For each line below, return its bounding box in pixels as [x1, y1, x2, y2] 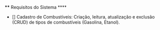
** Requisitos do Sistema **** [5, 4, 67, 10]
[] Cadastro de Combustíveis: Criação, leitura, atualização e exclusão [12, 14, 155, 19]
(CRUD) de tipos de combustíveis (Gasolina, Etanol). [12, 19, 120, 25]
